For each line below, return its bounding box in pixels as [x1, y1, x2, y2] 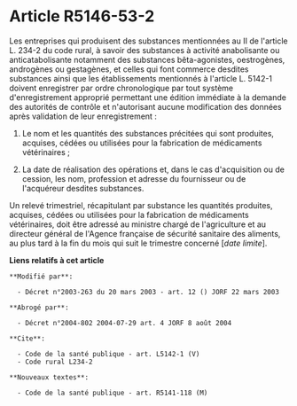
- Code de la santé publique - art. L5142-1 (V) [17, 349, 200, 358]
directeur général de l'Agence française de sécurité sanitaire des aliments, [9, 228, 281, 238]
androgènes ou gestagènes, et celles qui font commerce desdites [9, 64, 249, 74]
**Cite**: [9, 334, 46, 343]
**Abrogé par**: [9, 303, 69, 312]
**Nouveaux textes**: [9, 372, 90, 382]
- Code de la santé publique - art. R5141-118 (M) [17, 388, 208, 397]
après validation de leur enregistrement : [9, 111, 158, 121]
